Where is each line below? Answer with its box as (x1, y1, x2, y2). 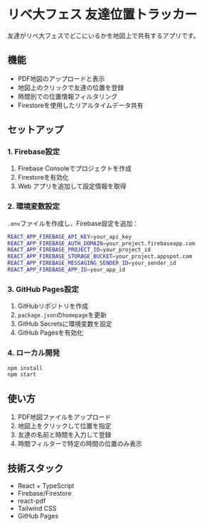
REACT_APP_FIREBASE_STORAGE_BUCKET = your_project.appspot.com (7, 253, 193, 260)
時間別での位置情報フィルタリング (17, 92, 118, 100)
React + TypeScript (17, 481, 75, 490)
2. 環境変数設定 (7, 202, 60, 212)
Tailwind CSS (17, 504, 57, 512)
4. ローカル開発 (7, 348, 60, 358)
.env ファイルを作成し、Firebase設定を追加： (7, 219, 139, 227)
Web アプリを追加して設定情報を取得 (17, 182, 127, 190)
